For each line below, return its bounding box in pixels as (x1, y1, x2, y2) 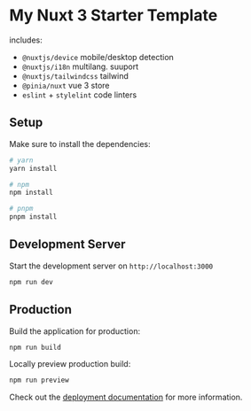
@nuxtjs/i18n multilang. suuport (21, 61, 139, 72)
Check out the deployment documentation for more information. (9, 392, 243, 403)
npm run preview (9, 376, 69, 385)
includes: (9, 35, 43, 45)
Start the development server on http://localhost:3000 (9, 260, 214, 271)
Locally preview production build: (9, 359, 131, 369)
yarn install (9, 164, 58, 173)
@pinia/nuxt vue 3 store (21, 80, 110, 90)
